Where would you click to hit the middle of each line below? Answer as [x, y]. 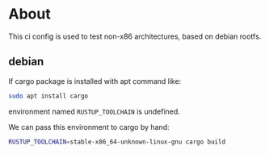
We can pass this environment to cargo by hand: [89, 127]
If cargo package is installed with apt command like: [95, 81]
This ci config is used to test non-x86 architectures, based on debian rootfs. [135, 36]
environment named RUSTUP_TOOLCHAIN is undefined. [94, 111]
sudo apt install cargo [48, 96]
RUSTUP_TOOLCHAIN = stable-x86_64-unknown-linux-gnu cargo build [117, 142]
